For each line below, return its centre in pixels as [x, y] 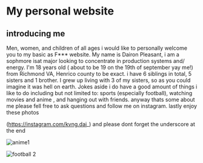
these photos [23, 112]
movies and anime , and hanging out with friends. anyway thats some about [101, 99]
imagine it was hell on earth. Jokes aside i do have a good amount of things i [102, 87]
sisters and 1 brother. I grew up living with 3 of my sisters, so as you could [98, 80]
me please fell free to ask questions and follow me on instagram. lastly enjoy [102, 106]
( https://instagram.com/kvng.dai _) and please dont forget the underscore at [101, 124]
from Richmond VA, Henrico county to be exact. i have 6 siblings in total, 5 [99, 74]
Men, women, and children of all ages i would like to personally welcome [97, 48]
